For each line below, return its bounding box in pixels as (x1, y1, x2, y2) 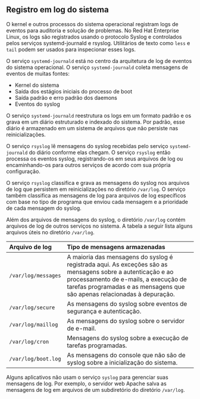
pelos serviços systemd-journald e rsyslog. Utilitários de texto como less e (6, 39, 190, 46)
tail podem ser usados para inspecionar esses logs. (6, 46, 136, 53)
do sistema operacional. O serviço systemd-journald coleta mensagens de (6, 64, 189, 71)
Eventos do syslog (14, 100, 61, 108)
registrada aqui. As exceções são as (67, 260, 168, 268)
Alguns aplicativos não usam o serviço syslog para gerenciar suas (6, 373, 168, 381)
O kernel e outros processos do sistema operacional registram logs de (6, 20, 179, 27)
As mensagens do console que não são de (67, 351, 186, 359)
